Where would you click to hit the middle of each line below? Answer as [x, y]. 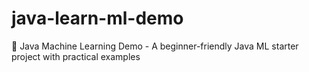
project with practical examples [76, 56]
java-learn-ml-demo [97, 18]
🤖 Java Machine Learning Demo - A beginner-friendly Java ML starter [155, 46]
